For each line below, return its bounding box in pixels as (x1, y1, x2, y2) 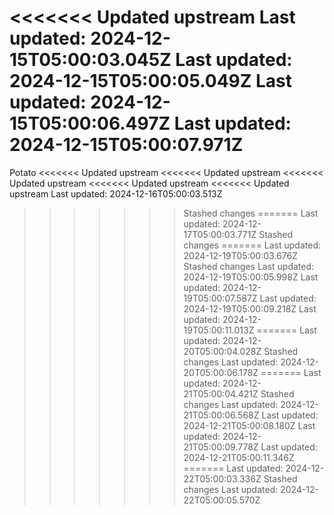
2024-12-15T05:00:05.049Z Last (9, 70, 292, 93)
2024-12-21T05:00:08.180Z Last (183, 419, 316, 431)
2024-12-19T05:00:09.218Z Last (183, 302, 317, 315)
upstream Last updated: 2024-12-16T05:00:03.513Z (9, 187, 223, 200)
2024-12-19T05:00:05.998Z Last (183, 271, 319, 283)
